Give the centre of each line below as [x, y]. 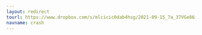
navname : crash [25, 23]
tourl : [14, 17]
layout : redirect [28, 12]
